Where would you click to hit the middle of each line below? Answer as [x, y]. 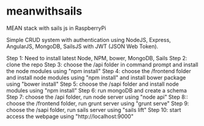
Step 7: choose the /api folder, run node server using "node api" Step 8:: [97, 97]
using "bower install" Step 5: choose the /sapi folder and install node [93, 84]
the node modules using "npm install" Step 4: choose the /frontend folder [99, 71]
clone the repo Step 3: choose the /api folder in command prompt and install [102, 65]
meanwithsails [44, 11]
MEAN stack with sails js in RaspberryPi [56, 28]
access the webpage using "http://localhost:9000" [70, 116]
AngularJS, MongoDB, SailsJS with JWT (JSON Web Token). [82, 46]
